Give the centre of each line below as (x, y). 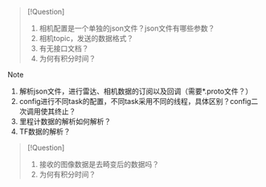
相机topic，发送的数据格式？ (86, 38)
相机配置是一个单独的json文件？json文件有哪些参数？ (127, 28)
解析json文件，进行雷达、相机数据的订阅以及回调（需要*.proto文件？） (136, 91)
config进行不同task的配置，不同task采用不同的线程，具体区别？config (135, 101)
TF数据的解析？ (45, 131)
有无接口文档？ (64, 48)
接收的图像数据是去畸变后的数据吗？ (99, 164)
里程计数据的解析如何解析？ (65, 121)
